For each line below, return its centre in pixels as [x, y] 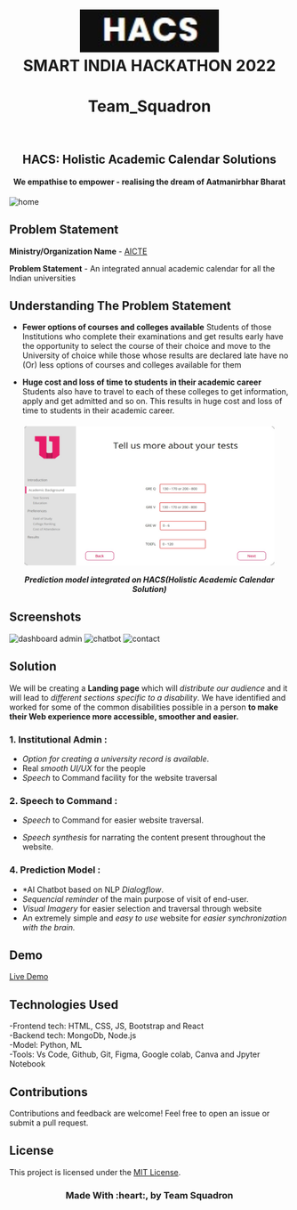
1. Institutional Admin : [58, 739]
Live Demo [29, 977]
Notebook [28, 1064]
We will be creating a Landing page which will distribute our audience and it [148, 688]
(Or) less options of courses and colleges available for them [132, 365]
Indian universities [43, 278]
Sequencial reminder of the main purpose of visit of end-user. [135, 898]
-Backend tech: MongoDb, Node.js [73, 1035]
